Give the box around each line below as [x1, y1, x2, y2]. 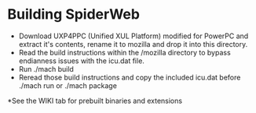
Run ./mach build [18, 64, 74, 73]
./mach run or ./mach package [18, 80, 117, 90]
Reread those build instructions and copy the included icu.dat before [18, 72, 241, 82]
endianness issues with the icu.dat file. [18, 56, 144, 65]
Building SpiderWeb [7, 5, 141, 23]
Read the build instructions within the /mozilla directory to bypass [18, 48, 231, 57]
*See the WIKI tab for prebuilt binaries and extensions [7, 96, 182, 105]
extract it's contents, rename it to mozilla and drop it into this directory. [18, 39, 248, 48]
